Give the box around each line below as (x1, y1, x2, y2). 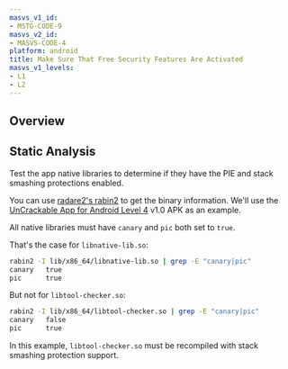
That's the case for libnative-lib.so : (9, 239, 148, 250)
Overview (9, 113, 66, 129)
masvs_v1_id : (9, 13, 58, 22)
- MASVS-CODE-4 (9, 38, 67, 48)
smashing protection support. (9, 350, 119, 361)
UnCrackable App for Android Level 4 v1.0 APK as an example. (9, 204, 241, 215)
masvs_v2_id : (9, 30, 58, 39)
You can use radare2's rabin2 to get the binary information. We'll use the (9, 194, 279, 205)
